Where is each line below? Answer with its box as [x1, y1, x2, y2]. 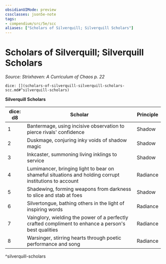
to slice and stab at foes [27, 192, 83, 199]
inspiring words [27, 206, 63, 213]
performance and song [27, 241, 81, 248]
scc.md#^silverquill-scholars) [5, 88, 70, 93]
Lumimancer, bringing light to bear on [27, 165, 115, 172]
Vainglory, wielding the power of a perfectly [27, 214, 128, 221]
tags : [5, 16, 16, 21]
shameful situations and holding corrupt [27, 172, 120, 178]
